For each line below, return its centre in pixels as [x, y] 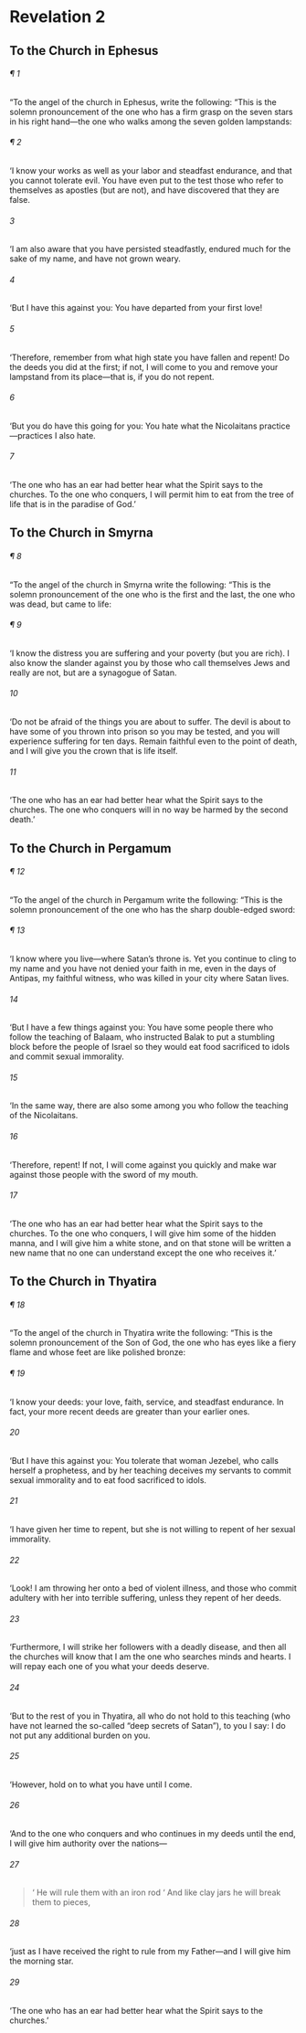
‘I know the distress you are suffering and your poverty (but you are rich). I [149, 653]
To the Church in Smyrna [81, 533]
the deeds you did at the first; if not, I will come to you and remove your [144, 366]
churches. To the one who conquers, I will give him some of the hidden [143, 1233]
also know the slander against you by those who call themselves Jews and [150, 662]
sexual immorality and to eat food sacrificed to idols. [108, 1480]
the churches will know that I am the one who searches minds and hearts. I [150, 1657]
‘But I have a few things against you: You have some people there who [142, 1027]
